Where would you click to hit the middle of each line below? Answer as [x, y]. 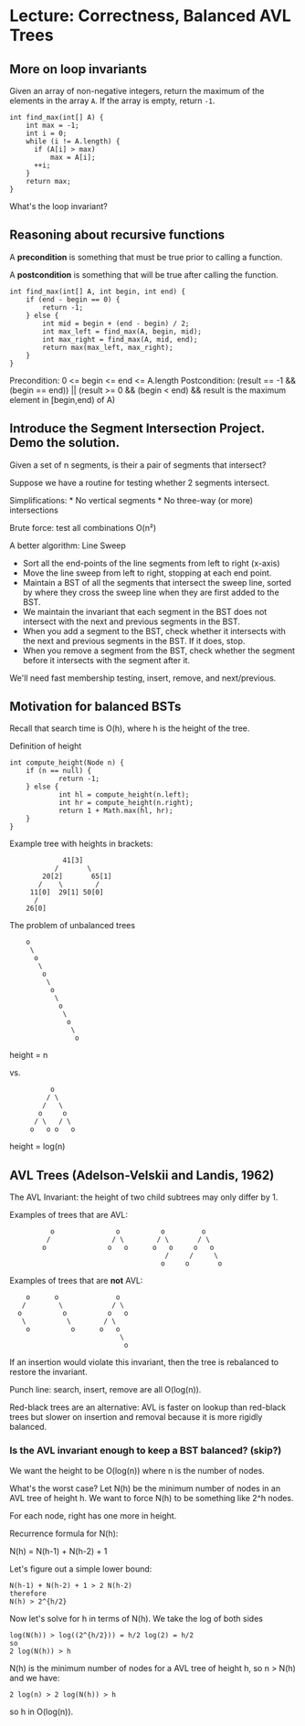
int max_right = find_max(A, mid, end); [120, 339]
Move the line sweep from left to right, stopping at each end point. [147, 573]
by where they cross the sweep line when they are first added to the [151, 592]
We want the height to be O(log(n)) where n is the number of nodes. [137, 1470]
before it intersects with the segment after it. [106, 660]
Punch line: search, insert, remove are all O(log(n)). [105, 1390]
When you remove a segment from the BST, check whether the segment [158, 651]
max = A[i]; [73, 157]
